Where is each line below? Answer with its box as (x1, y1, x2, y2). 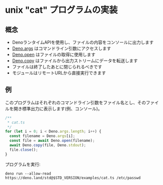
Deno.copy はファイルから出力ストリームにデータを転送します (12, 58, 138, 64)
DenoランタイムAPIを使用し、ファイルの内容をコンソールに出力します (12, 40, 154, 45)
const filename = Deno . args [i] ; (9, 134, 76, 139)
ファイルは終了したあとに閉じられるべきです (12, 64, 102, 69)
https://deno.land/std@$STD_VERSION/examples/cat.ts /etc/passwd (5, 175, 141, 180)
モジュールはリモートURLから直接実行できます (12, 70, 106, 76)
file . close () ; (9, 147, 38, 152)
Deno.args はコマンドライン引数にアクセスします (12, 46, 111, 51)
